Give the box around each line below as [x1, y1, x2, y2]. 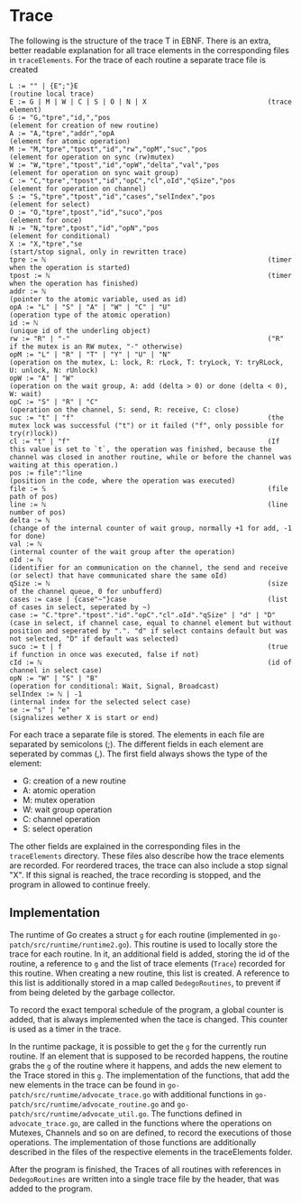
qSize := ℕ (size [9, 578, 288, 588]
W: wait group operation [22, 804, 113, 815]
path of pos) [9, 492, 59, 501]
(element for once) [9, 216, 83, 225]
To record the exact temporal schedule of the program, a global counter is [9, 1004, 284, 1015]
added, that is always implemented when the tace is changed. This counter [9, 1013, 288, 1024]
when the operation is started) [9, 263, 131, 272]
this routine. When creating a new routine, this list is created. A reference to [9, 967, 290, 978]
